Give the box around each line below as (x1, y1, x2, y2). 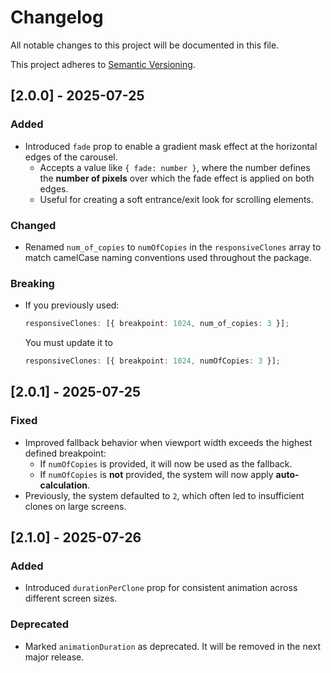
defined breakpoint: (24, 447, 107, 459)
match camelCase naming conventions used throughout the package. (24, 251, 312, 263)
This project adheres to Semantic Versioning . (10, 58, 196, 70)
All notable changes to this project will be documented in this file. (10, 39, 280, 51)
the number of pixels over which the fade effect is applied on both (39, 172, 315, 184)
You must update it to (24, 337, 113, 349)
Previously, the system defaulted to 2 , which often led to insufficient (24, 489, 305, 501)
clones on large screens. (24, 500, 127, 512)
